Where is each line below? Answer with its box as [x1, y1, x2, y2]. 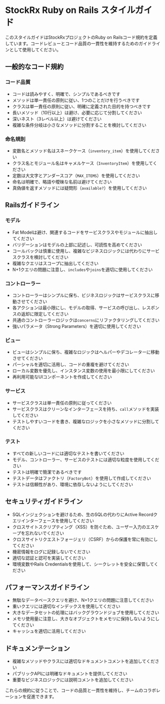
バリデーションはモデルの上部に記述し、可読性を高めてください [12, 242, 142, 248]
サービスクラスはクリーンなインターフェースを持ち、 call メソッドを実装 [12, 406, 159, 412]
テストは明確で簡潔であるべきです [12, 469, 82, 475]
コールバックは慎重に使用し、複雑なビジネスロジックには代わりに [12, 248, 147, 254]
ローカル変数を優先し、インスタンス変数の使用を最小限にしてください [12, 368, 155, 374]
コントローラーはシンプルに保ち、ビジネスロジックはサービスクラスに [12, 292, 156, 298]
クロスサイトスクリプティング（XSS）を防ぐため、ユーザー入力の [12, 524, 147, 530]
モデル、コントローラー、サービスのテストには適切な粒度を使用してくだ [12, 456, 160, 462]
